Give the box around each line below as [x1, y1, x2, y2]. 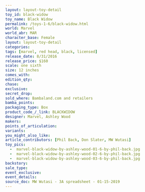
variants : [5, 128, 26, 133]
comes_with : [5, 72, 30, 77]
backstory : [5, 160, 28, 165]
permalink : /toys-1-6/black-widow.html [5, 21, 89, 26]
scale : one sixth [5, 63, 42, 68]
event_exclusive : [5, 170, 42, 175]
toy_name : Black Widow [5, 16, 53, 21]
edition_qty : [5, 77, 33, 82]
